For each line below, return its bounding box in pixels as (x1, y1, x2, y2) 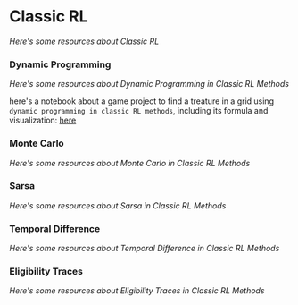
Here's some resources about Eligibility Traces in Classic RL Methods (9, 285, 265, 296)
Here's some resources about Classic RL (9, 36, 160, 47)
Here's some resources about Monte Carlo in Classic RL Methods (9, 157, 251, 168)
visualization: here (9, 114, 77, 126)
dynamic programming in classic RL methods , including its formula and (9, 106, 269, 116)
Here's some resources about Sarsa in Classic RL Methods (9, 199, 227, 211)
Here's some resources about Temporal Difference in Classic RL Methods (9, 243, 280, 254)
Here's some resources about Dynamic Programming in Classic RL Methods (9, 79, 290, 89)
